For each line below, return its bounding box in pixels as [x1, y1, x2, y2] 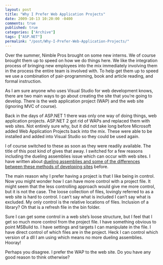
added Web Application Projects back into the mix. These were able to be [5, 128, 152, 134]
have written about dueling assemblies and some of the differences [5, 158, 140, 164]
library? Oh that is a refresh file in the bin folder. [5, 204, 101, 210]
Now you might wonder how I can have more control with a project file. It [5, 178, 151, 184]
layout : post [5, 7, 32, 12]
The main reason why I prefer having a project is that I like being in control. [5, 173, 155, 179]
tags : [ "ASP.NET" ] [5, 35, 42, 40]
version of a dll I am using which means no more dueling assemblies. [5, 234, 143, 240]
